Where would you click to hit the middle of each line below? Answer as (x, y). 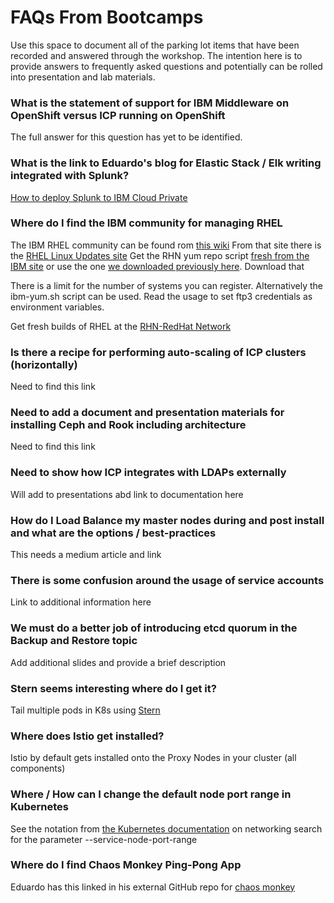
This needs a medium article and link (86, 555)
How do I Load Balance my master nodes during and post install (167, 520)
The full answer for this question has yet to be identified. (126, 137)
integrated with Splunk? (70, 176)
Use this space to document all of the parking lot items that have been (155, 45)
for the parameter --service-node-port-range (104, 839)
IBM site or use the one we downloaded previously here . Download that (157, 266)
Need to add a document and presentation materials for (147, 413)
